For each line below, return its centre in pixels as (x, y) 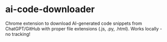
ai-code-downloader (50, 9)
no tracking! (18, 34)
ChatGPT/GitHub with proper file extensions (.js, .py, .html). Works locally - (84, 28)
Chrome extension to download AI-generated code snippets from (74, 23)
